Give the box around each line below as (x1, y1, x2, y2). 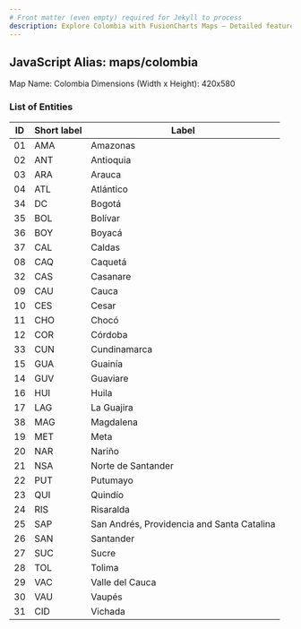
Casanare (90, 270, 132, 282)
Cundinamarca (90, 342, 153, 355)
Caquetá (90, 255, 127, 268)
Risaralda (90, 503, 130, 515)
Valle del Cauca (90, 575, 157, 588)
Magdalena (90, 416, 139, 428)
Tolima (90, 561, 119, 573)
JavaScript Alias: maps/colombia (9, 55, 199, 70)
